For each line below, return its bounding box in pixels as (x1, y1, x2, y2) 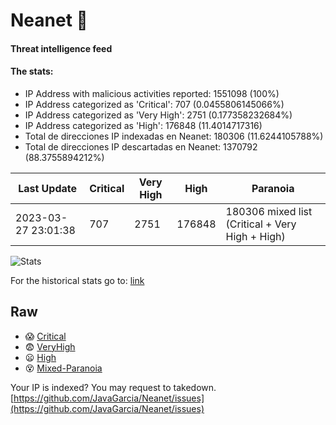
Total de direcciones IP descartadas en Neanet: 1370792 (24, 140, 258, 153)
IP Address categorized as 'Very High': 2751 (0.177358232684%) (24, 109, 293, 121)
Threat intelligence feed (10, 42, 113, 54)
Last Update (18, 181, 78, 195)
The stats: (10, 65, 54, 78)
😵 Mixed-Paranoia (24, 362, 103, 374)
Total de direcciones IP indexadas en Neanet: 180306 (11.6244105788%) (24, 130, 324, 142)
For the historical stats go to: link (10, 274, 145, 286)
